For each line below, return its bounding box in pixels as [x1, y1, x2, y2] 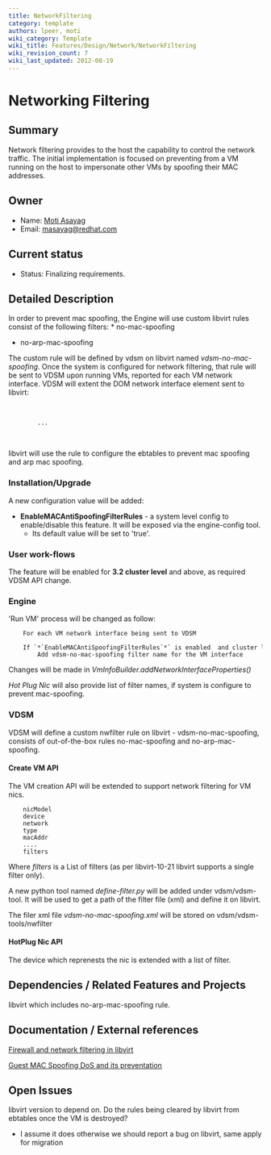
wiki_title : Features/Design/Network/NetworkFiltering [8, 42, 197, 50]
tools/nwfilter [8, 919, 52, 928]
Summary [8, 123, 59, 137]
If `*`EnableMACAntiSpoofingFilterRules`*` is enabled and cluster [23, 644, 258, 652]
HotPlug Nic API [8, 937, 63, 947]
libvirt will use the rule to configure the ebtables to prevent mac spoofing [8, 448, 250, 458]
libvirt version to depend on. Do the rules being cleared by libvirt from [8, 1105, 240, 1115]
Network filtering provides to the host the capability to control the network [8, 144, 256, 154]
